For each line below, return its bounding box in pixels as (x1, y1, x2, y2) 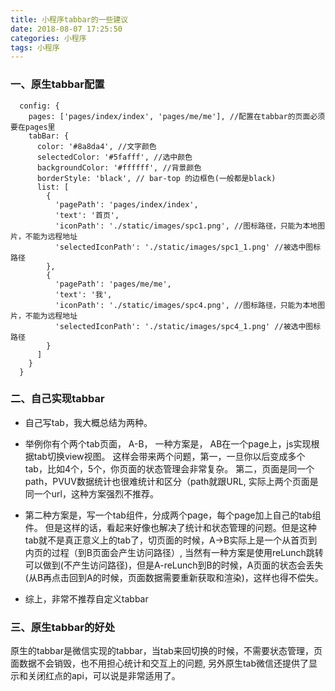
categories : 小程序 (10, 33, 87, 43)
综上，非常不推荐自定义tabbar (24, 592, 149, 605)
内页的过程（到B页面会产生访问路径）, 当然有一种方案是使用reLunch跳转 (24, 546, 324, 558)
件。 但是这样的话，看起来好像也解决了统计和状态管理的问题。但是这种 (24, 521, 317, 533)
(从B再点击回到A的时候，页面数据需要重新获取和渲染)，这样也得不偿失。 (24, 571, 324, 583)
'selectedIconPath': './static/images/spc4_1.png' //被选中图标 (54, 321, 322, 331)
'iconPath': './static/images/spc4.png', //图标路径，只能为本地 (54, 300, 318, 310)
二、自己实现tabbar (10, 392, 105, 406)
